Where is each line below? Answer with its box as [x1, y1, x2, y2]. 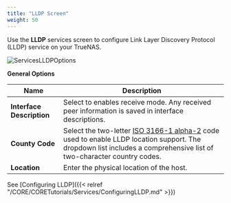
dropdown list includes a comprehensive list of [63, 142, 214, 152]
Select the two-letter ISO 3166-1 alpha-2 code [63, 125, 220, 135]
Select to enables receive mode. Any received [63, 97, 212, 107]
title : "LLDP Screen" [7, 10, 69, 17]
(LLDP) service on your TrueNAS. [7, 43, 102, 51]
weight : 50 [7, 17, 38, 23]
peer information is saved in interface [63, 106, 184, 116]
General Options [7, 70, 55, 78]
